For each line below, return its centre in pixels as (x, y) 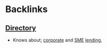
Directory (21, 28)
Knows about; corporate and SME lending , (57, 40)
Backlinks (27, 9)
